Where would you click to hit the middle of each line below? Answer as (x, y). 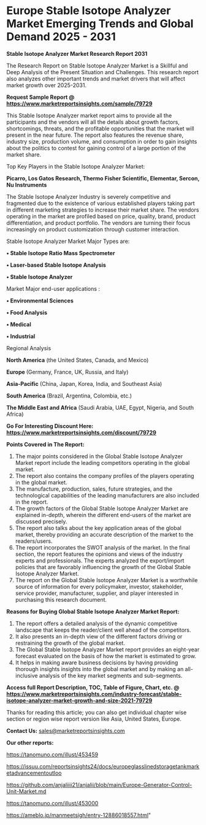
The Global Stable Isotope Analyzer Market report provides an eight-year (107, 649)
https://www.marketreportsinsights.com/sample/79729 (79, 103)
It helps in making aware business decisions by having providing (97, 662)
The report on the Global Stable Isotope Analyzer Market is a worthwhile (106, 580)
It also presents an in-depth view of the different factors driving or (99, 636)
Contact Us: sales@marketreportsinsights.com (66, 731)
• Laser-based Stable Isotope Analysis (56, 265)
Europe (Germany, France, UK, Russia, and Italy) (67, 372)
